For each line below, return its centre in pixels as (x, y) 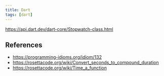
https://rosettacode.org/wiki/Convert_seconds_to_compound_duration (86, 63)
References (24, 45)
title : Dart (18, 10)
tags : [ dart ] (19, 15)
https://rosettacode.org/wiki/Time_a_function (60, 68)
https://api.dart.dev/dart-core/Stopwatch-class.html (59, 29)
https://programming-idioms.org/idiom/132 (57, 57)
